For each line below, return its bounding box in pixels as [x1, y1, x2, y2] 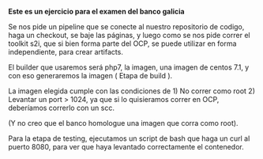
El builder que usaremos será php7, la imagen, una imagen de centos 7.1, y [8, 62, 250, 72]
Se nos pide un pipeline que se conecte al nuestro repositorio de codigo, [8, 22, 245, 31]
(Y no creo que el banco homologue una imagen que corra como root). [8, 119, 239, 127]
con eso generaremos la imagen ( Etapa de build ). [8, 71, 173, 80]
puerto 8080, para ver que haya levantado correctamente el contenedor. [8, 142, 245, 151]
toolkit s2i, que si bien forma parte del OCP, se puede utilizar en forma [8, 39, 237, 48]
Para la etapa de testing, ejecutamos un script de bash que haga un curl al [8, 134, 250, 143]
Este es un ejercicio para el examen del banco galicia [8, 7, 185, 16]
